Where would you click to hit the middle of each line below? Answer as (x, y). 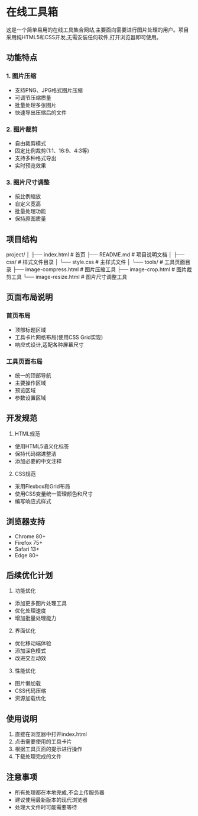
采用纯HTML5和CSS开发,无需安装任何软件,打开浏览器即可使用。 (84, 37)
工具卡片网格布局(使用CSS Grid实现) (59, 337)
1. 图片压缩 (21, 76)
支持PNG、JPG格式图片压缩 (49, 90)
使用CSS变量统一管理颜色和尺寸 (53, 494)
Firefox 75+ (29, 542)
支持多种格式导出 (35, 158)
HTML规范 (27, 433)
